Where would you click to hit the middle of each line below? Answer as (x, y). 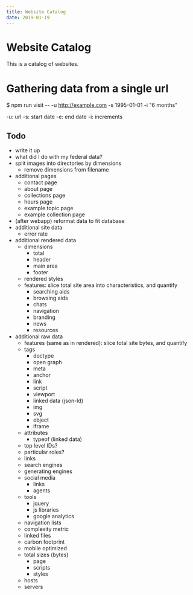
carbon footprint (44, 542)
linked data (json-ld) (58, 401)
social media (40, 478)
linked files (37, 536)
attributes (36, 433)
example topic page (49, 208)
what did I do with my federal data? (59, 157)
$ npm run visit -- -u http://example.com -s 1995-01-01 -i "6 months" (92, 105)
